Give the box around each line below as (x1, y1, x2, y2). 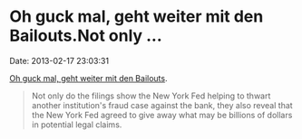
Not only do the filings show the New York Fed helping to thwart (31, 90, 271, 101)
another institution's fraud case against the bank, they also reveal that (31, 99, 293, 110)
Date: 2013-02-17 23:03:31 (9, 55, 110, 66)
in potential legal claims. (31, 119, 122, 130)
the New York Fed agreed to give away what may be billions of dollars (31, 109, 293, 120)
